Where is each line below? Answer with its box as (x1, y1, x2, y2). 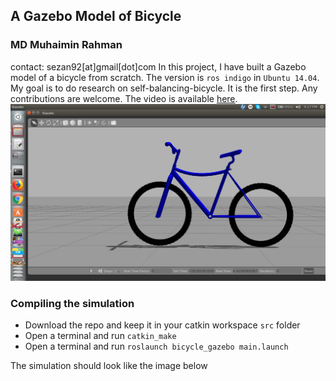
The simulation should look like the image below (10, 359, 208, 371)
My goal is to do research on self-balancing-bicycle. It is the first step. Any (10, 82, 318, 94)
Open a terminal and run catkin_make (24, 329, 177, 341)
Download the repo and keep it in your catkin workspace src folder (24, 319, 301, 331)
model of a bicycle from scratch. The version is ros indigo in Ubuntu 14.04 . (10, 71, 320, 83)
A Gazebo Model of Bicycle (10, 8, 182, 25)
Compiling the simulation (10, 296, 135, 310)
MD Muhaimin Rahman (10, 38, 123, 52)
